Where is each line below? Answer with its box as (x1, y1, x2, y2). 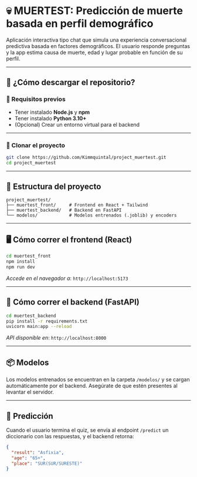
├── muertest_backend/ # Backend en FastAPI (6, 207, 122, 214)
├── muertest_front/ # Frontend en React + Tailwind (6, 202, 148, 208)
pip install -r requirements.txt (6, 318, 88, 324)
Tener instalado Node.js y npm (14, 109, 90, 116)
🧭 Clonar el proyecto (6, 141, 66, 149)
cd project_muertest (6, 160, 57, 165)
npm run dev (6, 264, 35, 270)
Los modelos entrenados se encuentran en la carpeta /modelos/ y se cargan (6, 376, 191, 383)
